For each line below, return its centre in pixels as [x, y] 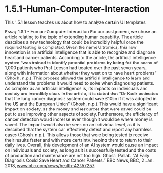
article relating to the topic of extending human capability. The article [74, 37]
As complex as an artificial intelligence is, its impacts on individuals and [76, 88]
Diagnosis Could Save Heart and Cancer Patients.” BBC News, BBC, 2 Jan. [80, 160]
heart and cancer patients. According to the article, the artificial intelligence [81, 57]
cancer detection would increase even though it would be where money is [79, 119]
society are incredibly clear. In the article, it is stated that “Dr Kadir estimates [81, 94]
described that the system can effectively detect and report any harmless [78, 129]
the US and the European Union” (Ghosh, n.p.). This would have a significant [81, 104]
